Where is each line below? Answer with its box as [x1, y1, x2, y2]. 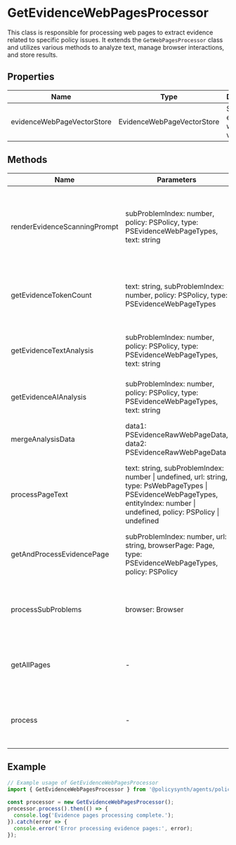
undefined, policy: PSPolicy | [125, 507, 220, 517]
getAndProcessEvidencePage [11, 549, 110, 559]
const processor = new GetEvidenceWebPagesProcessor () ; [7, 799, 174, 806]
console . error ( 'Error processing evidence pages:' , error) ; [13, 825, 193, 832]
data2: [125, 438, 147, 448]
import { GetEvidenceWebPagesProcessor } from [7, 786, 146, 793]
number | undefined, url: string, [125, 472, 228, 482]
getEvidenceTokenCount [11, 290, 92, 300]
